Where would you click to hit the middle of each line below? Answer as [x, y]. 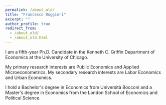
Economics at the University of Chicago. [47, 57]
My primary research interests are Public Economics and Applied [72, 67]
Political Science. [23, 97]
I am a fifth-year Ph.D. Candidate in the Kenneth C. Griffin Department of [80, 52]
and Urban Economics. [29, 77]
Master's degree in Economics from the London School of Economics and [81, 92]
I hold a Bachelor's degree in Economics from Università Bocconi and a [78, 87]
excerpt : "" [18, 19]
